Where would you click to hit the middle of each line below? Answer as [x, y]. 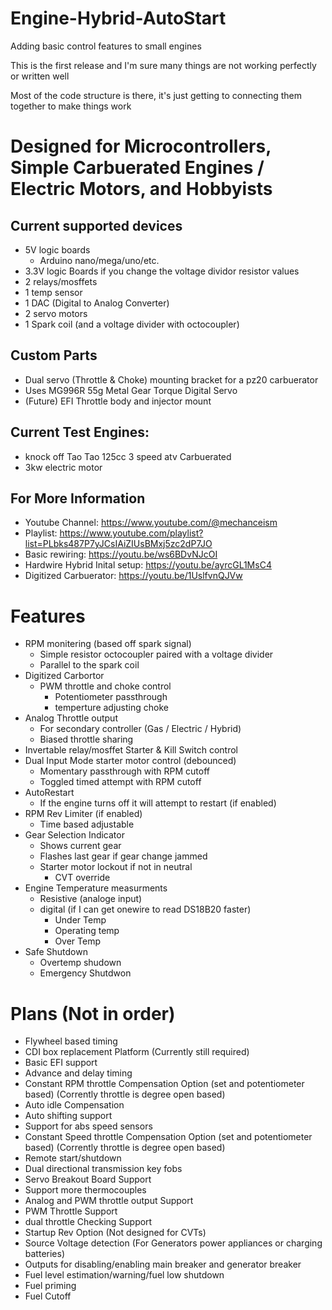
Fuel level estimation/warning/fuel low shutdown [124, 1275]
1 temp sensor [53, 292]
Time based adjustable [87, 824]
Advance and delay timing [78, 1073]
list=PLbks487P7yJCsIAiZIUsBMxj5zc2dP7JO [118, 544]
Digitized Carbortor [64, 676]
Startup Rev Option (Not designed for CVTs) [115, 1233]
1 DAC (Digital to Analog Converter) [97, 303]
